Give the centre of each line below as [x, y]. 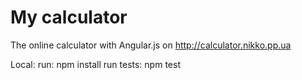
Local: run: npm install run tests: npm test [95, 64]
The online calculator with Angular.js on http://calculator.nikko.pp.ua [151, 45]
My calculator [69, 17]
